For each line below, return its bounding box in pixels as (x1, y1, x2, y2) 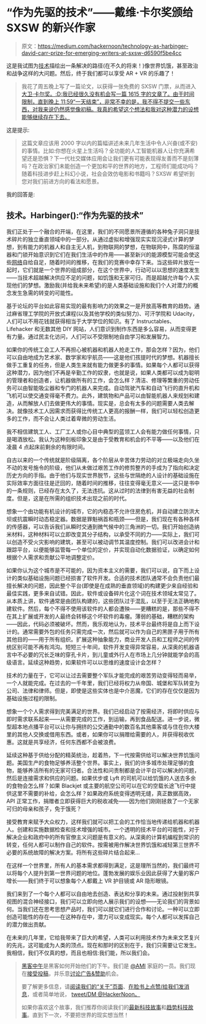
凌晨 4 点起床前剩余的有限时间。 (6, 443, 88, 451)
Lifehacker (6, 325, 34, 332)
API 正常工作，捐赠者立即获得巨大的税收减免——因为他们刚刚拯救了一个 (6, 797, 189, 804)
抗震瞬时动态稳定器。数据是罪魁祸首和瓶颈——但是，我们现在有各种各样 (17, 515, 200, 522)
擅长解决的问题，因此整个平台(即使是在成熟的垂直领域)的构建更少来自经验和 (6, 582, 199, 589)
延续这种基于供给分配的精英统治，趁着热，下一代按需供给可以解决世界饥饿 (6, 751, 194, 758)
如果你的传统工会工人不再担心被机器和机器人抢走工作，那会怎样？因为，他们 (6, 346, 200, 353)
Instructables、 (136, 317, 175, 325)
